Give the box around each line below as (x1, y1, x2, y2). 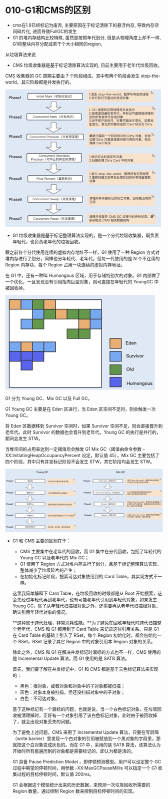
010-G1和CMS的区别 (5, 5, 91, 16)
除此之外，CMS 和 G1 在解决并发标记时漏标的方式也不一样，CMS (12, 649, 146, 655)
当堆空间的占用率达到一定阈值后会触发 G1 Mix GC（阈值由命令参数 (5, 446, 142, 452)
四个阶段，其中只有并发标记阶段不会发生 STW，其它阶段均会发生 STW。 (5, 459, 155, 465)
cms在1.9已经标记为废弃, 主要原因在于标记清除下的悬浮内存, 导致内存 (12, 22, 155, 28)
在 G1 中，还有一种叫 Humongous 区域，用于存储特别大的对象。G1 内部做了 (5, 272, 161, 278)
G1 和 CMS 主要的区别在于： (12, 538, 71, 544)
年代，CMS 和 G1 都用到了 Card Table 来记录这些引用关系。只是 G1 (21, 626, 159, 632)
